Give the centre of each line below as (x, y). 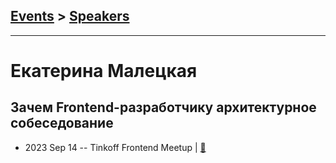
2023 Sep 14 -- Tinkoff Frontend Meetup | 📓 (115, 147)
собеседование (62, 123)
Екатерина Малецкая (104, 71)
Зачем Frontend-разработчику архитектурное (163, 107)
